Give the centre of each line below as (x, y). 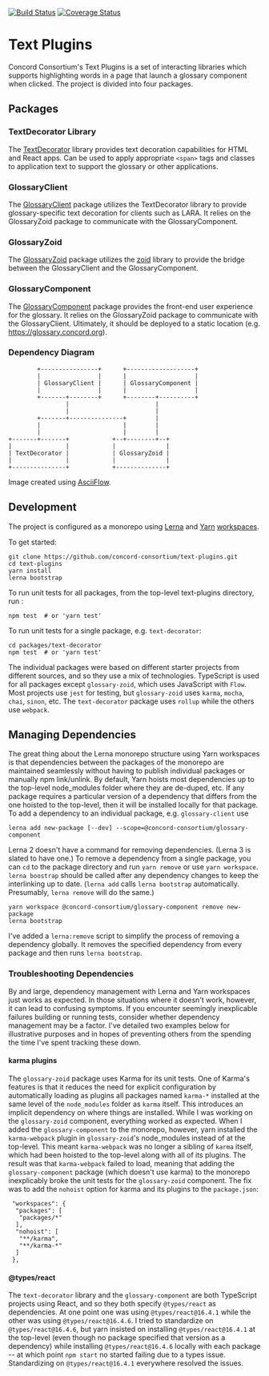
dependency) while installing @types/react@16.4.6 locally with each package (134, 1346)
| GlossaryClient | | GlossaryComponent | (118, 383)
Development (43, 507)
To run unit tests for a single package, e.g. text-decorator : (105, 630)
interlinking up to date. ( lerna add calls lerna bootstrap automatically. (124, 884)
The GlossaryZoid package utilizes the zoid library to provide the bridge (127, 259)
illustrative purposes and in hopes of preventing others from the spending (130, 1033)
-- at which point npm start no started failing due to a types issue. (117, 1355)
